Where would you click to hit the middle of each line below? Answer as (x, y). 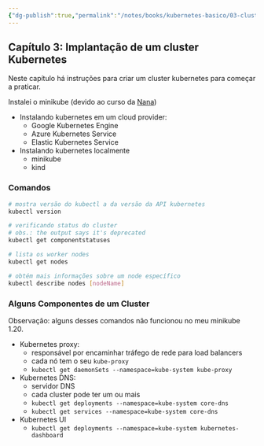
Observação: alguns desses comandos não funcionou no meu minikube (125, 320)
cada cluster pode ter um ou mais (86, 394)
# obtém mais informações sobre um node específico (94, 276)
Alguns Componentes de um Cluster (79, 304)
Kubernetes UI (43, 419)
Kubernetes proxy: (49, 344)
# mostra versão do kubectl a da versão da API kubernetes (107, 204)
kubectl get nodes (38, 262)
